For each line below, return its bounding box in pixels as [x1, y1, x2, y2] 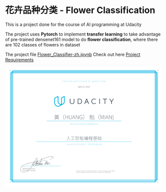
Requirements [5, 56, 34, 62]
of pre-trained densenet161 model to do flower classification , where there [5, 36, 158, 42]
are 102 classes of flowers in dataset [5, 41, 81, 47]
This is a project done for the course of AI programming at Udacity [5, 21, 142, 27]
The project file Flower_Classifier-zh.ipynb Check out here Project [5, 51, 141, 57]
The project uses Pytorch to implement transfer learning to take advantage [5, 31, 161, 37]
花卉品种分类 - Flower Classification [5, 4, 156, 16]
